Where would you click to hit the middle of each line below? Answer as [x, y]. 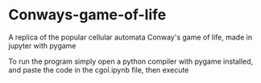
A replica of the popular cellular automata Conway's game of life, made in [130, 37]
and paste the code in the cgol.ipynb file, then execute [99, 69]
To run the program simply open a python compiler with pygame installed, [131, 61]
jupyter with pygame [42, 45]
